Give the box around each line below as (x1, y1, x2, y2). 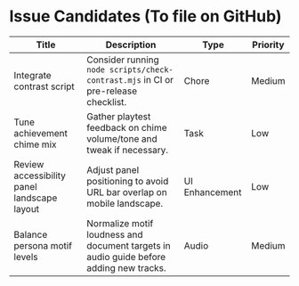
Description (105, 38, 157, 51)
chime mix (13, 138, 57, 151)
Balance (13, 228, 48, 241)
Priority (252, 38, 285, 51)
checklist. (86, 95, 127, 108)
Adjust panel (86, 163, 140, 176)
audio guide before (86, 250, 166, 263)
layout (13, 202, 40, 215)
